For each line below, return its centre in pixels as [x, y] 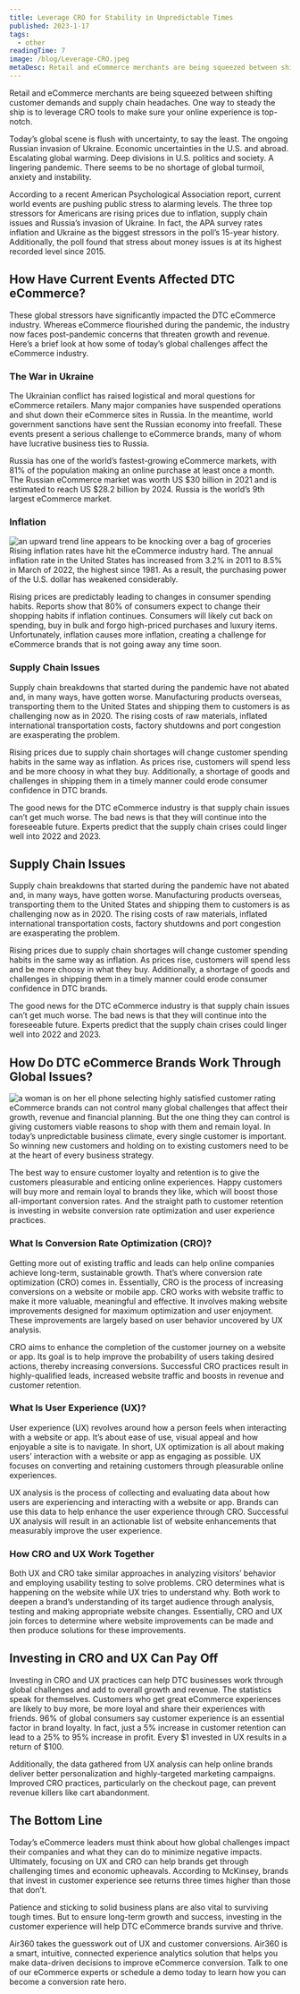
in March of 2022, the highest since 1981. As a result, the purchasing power [148, 570]
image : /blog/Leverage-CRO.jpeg [69, 59]
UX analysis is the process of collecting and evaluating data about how [140, 1493]
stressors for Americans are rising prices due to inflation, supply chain [138, 213]
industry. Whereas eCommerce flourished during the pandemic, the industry [150, 324]
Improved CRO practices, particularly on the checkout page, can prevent [143, 1783]
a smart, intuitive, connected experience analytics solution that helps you [144, 1953]
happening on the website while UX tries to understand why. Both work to [145, 1592]
